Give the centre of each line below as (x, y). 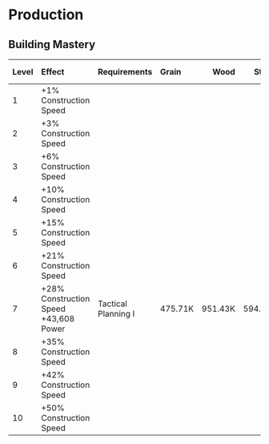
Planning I (116, 314)
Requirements (125, 72)
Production (46, 15)
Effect (53, 72)
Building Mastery (52, 44)
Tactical (112, 304)
